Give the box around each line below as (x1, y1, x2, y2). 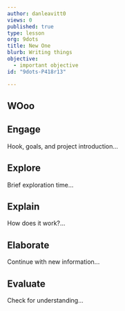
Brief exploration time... (7, 180, 74, 189)
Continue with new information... (7, 258, 100, 266)
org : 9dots (7, 36, 39, 43)
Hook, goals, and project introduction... (7, 142, 119, 150)
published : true (7, 23, 54, 30)
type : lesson (7, 29, 45, 37)
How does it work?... (7, 219, 66, 228)
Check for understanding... (7, 296, 84, 304)
